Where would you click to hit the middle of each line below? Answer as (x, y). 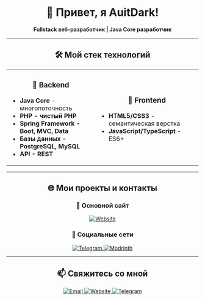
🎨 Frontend (147, 100)
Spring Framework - (50, 123)
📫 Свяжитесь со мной (103, 274)
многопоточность (46, 108)
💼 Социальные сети (103, 234)
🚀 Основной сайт (103, 205)
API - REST (37, 154)
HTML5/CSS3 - (131, 115)
